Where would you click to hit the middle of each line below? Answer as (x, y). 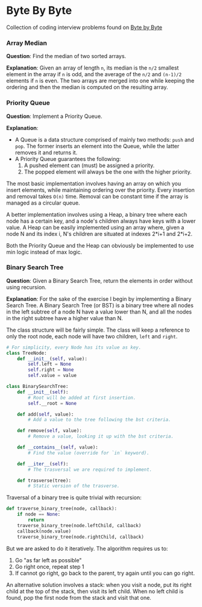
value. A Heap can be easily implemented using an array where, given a (95, 227)
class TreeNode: (27, 353)
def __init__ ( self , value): (52, 359)
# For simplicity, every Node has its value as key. (74, 347)
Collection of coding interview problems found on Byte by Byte (84, 27)
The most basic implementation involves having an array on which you (94, 183)
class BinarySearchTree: (37, 387)
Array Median (27, 43)
